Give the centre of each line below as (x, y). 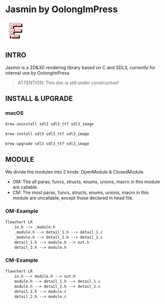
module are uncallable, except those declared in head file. (73, 198)
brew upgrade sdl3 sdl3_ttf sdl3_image (47, 144)
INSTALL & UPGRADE (39, 99)
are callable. (25, 187)
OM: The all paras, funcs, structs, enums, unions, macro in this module (86, 182)
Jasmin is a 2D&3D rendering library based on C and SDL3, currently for (80, 67)
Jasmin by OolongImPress (61, 9)
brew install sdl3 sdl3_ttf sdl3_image (47, 134)
